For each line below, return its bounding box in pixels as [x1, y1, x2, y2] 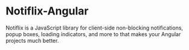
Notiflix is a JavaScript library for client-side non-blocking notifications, [5, 24, 184, 31]
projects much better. [5, 37, 59, 44]
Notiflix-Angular [5, 4, 89, 18]
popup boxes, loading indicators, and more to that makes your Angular [5, 30, 181, 37]
